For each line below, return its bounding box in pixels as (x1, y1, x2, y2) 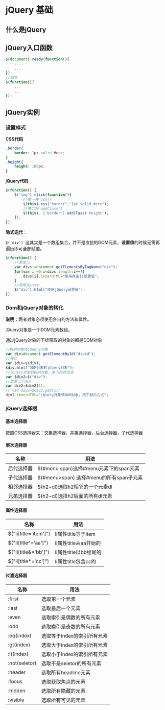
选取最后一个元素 (41, 605, 81, 612)
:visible (8, 696, 24, 703)
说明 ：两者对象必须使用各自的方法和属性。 (5, 316, 92, 322)
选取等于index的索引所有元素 (41, 632, 108, 639)
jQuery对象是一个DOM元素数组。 (5, 327, 72, 333)
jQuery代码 (5, 178, 29, 184)
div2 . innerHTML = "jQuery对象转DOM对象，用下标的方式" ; (5, 393, 109, 398)
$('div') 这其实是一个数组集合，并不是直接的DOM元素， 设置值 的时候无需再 (5, 239, 160, 245)
